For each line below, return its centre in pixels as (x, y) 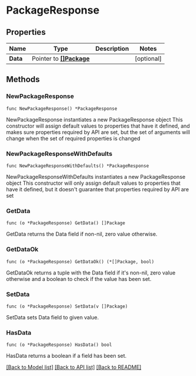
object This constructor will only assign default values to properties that (94, 183)
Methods (23, 79)
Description (112, 49)
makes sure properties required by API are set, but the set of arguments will (98, 132)
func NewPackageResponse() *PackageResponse (62, 109)
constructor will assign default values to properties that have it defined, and (98, 126)
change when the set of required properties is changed (73, 138)
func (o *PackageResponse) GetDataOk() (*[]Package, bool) (80, 261)
